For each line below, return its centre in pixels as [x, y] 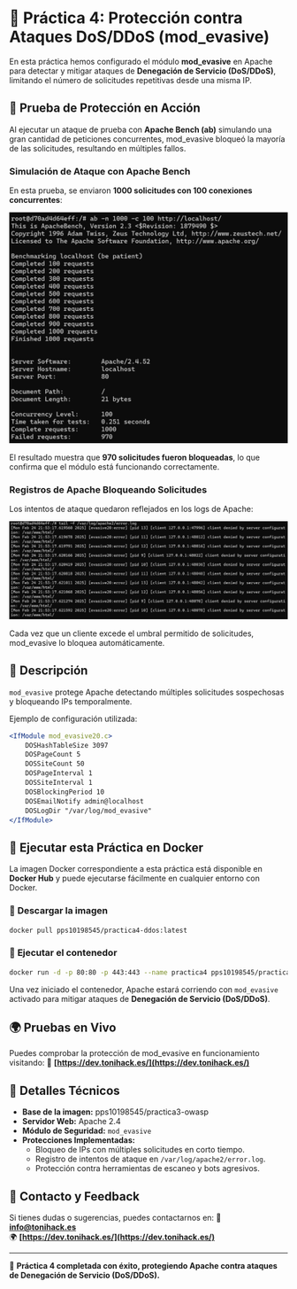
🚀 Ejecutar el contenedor [63, 953]
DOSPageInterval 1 [59, 773]
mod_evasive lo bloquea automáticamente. [87, 642]
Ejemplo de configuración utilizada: [73, 718]
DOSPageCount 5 [53, 755]
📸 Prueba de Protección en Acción [105, 109]
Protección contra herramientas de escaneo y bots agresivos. [148, 1169]
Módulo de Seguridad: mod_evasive [87, 1131]
